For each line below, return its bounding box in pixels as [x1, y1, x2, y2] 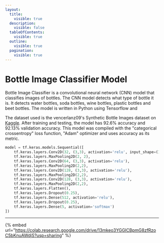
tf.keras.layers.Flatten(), [14, 186, 71, 191]
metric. [5, 135, 20, 142]
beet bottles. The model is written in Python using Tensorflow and [5, 106, 138, 111]
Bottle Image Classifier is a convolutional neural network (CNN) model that [5, 90, 155, 96]
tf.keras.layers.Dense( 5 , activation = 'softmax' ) [14, 204, 115, 209]
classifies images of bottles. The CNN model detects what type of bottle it [5, 95, 154, 101]
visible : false [14, 25, 45, 30]
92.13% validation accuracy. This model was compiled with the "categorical [5, 125, 157, 131]
